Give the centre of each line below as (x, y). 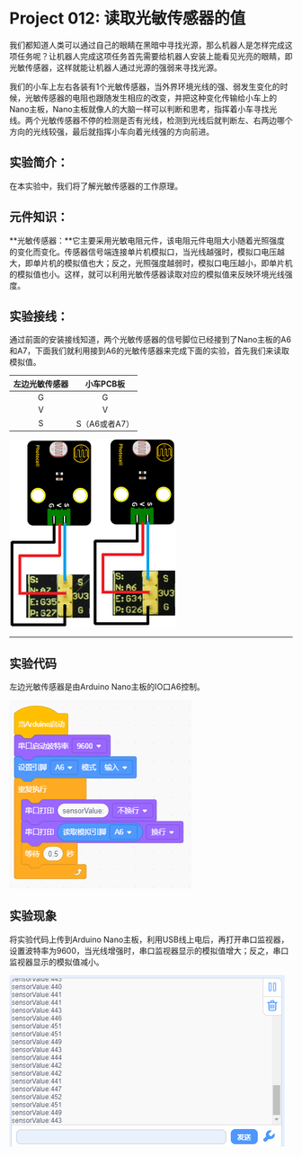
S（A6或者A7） (105, 423)
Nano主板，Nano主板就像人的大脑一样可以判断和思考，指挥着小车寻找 (139, 109)
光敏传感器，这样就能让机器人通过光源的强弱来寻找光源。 (115, 67)
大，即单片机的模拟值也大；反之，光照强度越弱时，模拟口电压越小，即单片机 (151, 262)
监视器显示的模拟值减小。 (57, 962)
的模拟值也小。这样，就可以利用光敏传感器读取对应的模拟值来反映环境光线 (147, 274)
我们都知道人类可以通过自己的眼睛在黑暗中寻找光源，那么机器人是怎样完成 (147, 45)
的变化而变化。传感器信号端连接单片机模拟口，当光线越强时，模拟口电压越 (147, 252)
